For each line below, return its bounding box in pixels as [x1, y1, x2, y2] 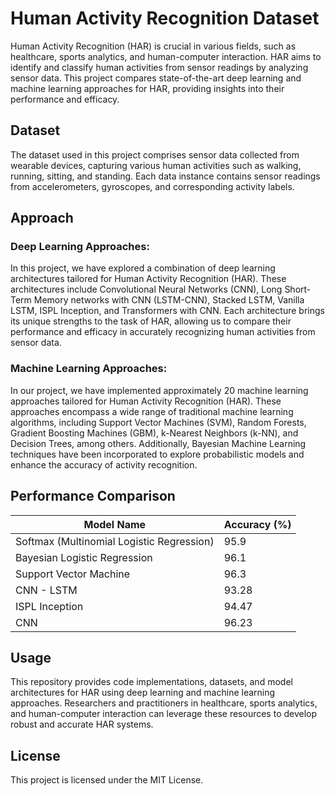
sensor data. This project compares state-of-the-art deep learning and [10, 72, 302, 84]
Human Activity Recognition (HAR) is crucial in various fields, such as [10, 40, 297, 52]
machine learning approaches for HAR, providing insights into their [10, 82, 285, 94]
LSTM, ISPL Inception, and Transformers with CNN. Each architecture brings [10, 305, 325, 317]
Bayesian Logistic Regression [15, 550, 153, 564]
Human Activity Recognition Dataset [10, 7, 320, 30]
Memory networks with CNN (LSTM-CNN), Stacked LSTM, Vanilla [33, 294, 305, 306]
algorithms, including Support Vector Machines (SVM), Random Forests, [10, 416, 307, 428]
